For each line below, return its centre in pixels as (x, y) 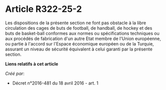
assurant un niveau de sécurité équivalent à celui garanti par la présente (79, 49)
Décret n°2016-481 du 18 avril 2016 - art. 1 (55, 83)
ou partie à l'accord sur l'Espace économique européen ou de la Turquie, (80, 44)
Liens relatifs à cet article (32, 64)
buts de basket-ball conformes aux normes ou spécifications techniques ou (82, 33)
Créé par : (15, 73)
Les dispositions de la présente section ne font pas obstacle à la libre (76, 23)
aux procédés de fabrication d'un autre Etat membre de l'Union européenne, (83, 39)
